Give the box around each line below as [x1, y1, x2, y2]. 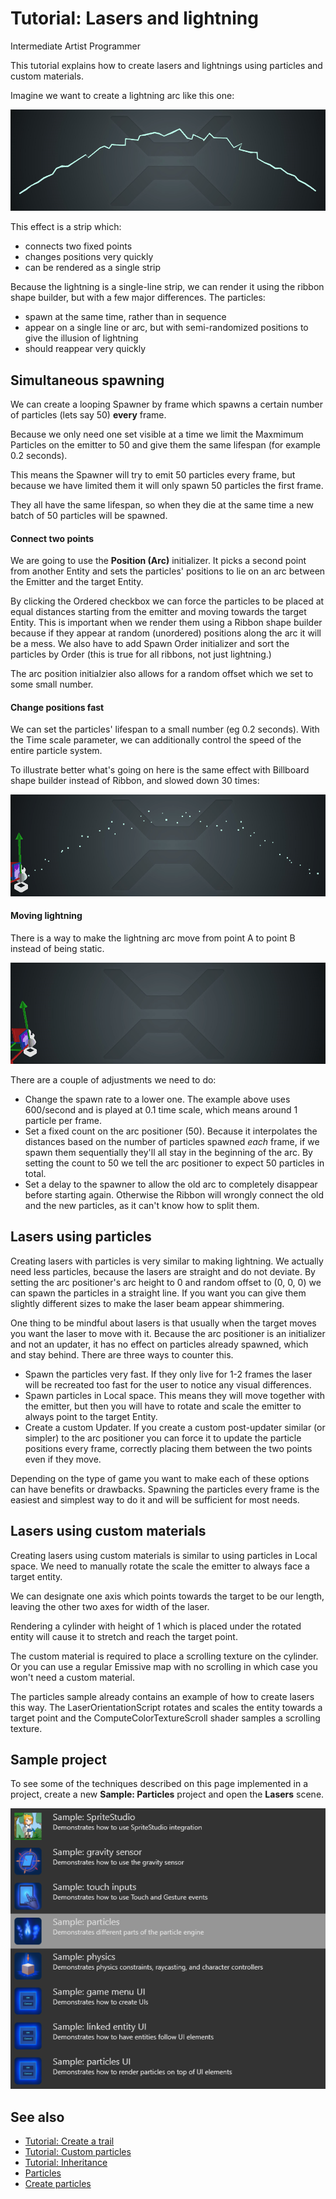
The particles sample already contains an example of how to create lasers [10, 1690, 315, 1702]
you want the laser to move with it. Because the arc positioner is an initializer [10, 1327, 326, 1339]
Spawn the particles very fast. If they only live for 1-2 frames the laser [24, 1368, 313, 1380]
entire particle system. [10, 745, 103, 757]
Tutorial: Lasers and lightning [10, 7, 259, 30]
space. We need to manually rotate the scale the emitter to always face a [10, 1560, 310, 1572]
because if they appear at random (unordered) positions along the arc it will [10, 627, 322, 639]
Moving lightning [10, 910, 83, 922]
